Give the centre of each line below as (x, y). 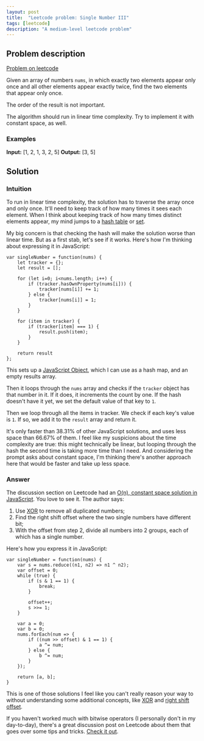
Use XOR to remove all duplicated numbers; (70, 511)
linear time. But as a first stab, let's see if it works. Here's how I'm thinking (99, 240)
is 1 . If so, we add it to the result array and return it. (72, 420)
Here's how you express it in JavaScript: (57, 548)
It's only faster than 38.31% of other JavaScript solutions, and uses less (96, 431)
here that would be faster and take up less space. (69, 464)
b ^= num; (51, 656)
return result (35, 353)
